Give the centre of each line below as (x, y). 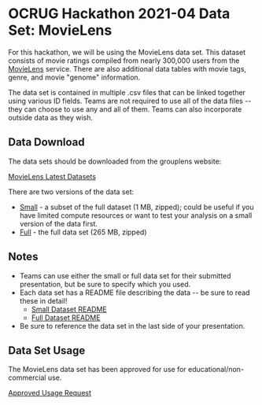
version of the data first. (59, 223)
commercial (27, 377)
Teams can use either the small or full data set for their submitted (125, 275)
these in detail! (43, 300)
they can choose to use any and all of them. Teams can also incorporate (125, 109)
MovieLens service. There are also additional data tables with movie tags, (127, 68)
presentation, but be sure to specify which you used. (105, 284)
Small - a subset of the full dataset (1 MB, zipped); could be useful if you (137, 207)
